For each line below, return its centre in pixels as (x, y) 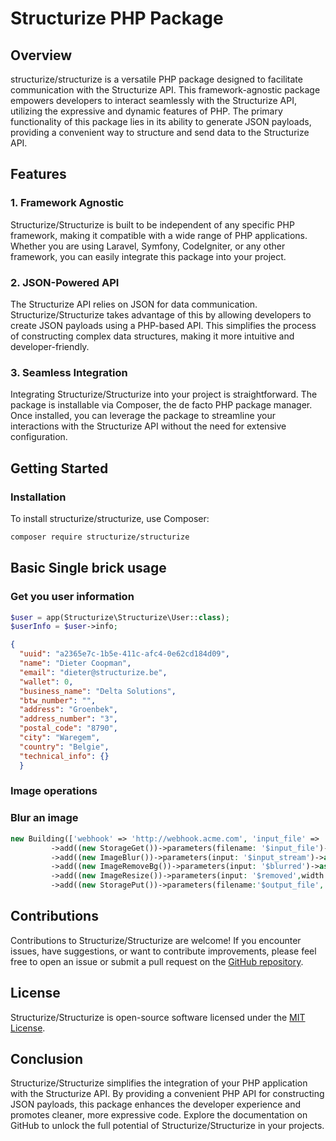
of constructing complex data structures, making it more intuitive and (152, 336)
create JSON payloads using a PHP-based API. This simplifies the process (163, 325)
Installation (38, 497)
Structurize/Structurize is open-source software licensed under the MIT (158, 1017)
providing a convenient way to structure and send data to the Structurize (160, 132)
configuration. (39, 437)
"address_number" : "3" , (68, 719)
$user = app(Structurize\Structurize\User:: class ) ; (120, 617)
